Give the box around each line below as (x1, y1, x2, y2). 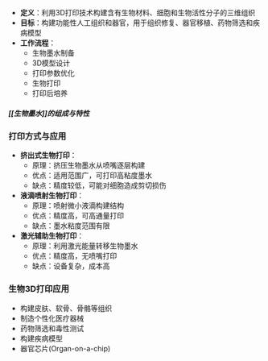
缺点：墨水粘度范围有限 (31, 221, 110, 230)
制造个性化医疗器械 (19, 313, 85, 323)
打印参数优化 (31, 68, 75, 77)
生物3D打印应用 (8, 284, 70, 295)
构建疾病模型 (19, 334, 63, 343)
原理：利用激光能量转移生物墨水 (31, 241, 138, 251)
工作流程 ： (19, 38, 56, 48)
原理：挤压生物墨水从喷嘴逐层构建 (31, 160, 146, 170)
